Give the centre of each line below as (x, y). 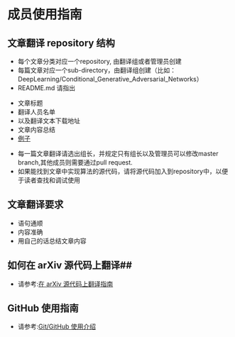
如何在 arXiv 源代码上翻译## (70, 266)
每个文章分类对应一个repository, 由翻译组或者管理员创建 (100, 61)
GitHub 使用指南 (43, 308)
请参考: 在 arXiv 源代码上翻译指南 (65, 284)
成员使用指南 (45, 15)
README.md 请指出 (47, 88)
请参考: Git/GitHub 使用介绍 (56, 326)
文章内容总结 (36, 129)
